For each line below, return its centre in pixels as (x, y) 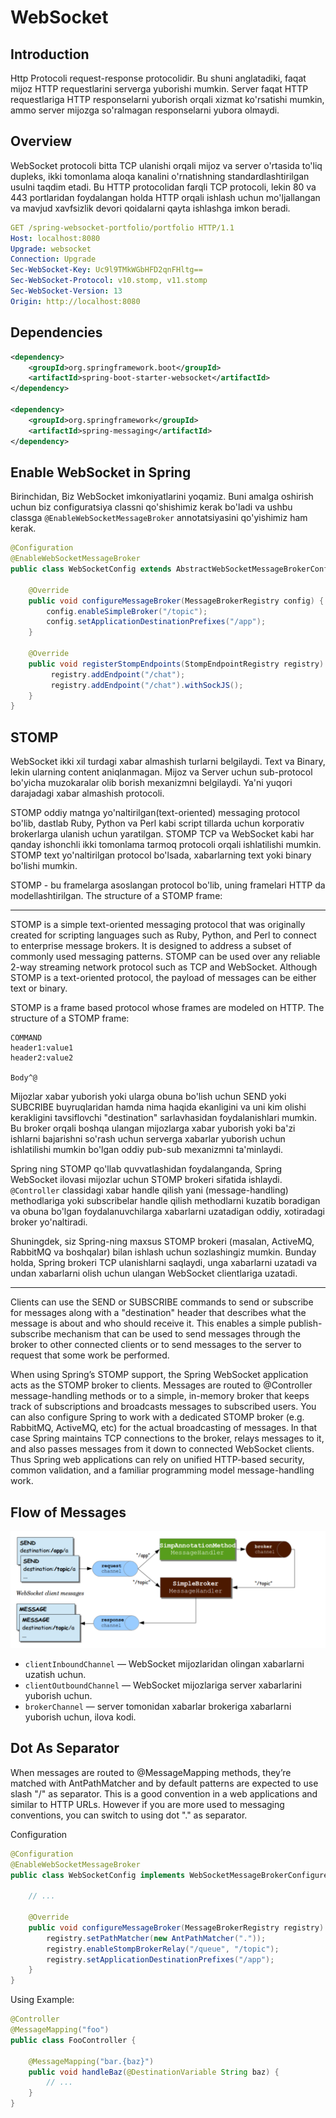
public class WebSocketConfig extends (91, 569)
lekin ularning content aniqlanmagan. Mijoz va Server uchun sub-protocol (161, 772)
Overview (41, 141)
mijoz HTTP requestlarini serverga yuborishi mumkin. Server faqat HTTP (159, 89)
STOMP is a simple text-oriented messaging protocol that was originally (158, 925)
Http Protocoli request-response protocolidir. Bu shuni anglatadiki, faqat (158, 78)
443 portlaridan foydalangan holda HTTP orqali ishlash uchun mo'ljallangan (165, 197)
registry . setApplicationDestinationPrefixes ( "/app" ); (160, 1959)
